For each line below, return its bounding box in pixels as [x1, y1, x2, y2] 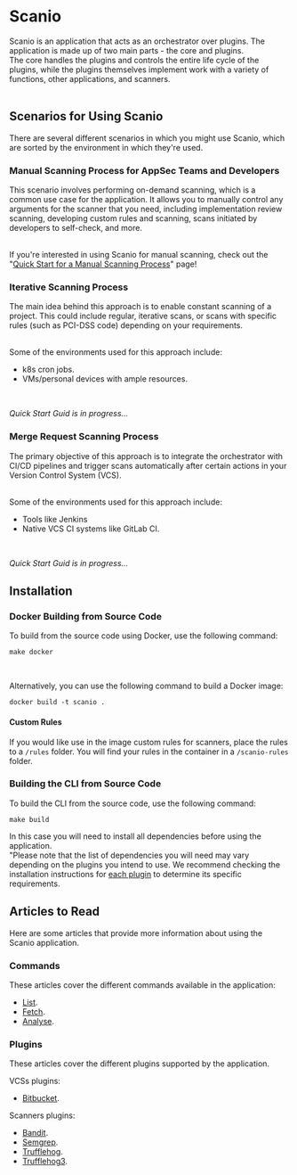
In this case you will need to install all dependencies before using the [9, 831, 262, 842]
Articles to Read [9, 904, 100, 919]
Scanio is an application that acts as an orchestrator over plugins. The [9, 36, 265, 46]
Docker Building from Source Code [9, 610, 163, 622]
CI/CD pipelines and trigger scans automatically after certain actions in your [9, 460, 287, 471]
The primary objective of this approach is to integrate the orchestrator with [9, 450, 283, 461]
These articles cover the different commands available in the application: [9, 979, 276, 990]
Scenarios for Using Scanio [9, 109, 164, 124]
